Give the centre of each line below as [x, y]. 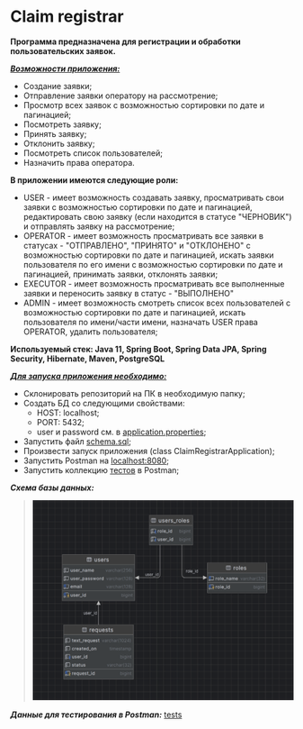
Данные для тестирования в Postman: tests [96, 715]
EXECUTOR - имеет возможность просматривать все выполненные [154, 283]
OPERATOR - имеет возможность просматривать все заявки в [143, 235]
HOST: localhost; [68, 413]
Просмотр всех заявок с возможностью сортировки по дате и [143, 105]
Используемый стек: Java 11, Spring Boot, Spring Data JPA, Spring [139, 349]
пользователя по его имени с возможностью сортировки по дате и [153, 264]
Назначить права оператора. [79, 162]
